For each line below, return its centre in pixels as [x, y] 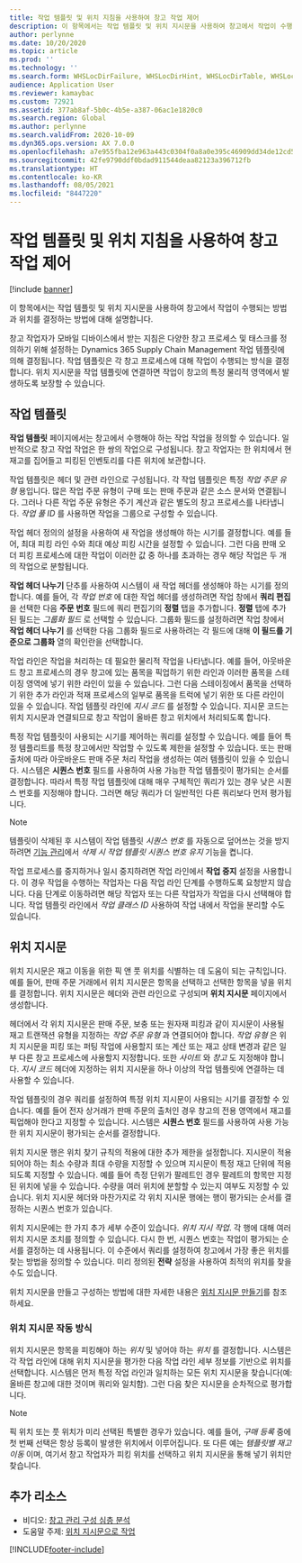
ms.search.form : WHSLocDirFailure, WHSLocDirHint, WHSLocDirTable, [138, 77]
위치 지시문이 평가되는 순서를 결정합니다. [89, 1133]
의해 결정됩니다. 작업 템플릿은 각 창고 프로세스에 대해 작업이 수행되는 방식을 [141, 361]
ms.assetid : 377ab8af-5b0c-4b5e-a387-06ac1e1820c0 [106, 110]
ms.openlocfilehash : [48, 151]
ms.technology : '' [44, 69]
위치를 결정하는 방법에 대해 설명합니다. [86, 319]
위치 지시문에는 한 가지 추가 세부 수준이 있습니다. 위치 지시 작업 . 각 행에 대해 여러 [151, 1228]
